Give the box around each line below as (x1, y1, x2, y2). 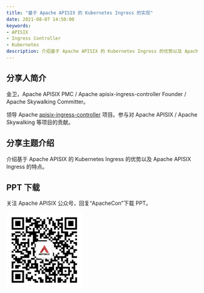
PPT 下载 (6, 182, 41, 193)
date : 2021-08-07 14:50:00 (6, 16, 75, 22)
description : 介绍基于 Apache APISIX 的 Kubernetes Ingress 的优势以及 (6, 49, 182, 55)
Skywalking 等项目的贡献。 (6, 119, 74, 126)
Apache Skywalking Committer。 (6, 98, 89, 105)
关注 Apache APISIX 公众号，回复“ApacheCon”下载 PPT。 (6, 199, 152, 207)
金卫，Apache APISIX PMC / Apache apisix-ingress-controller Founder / (6, 90, 187, 97)
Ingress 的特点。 (6, 163, 48, 170)
